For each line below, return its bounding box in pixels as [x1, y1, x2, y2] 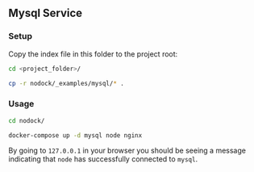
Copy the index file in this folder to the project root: [8, 48, 178, 59]
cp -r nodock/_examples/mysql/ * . [8, 79, 125, 87]
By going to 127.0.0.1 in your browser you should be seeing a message [8, 145, 246, 156]
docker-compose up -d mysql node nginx [8, 131, 143, 140]
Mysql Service [8, 6, 83, 20]
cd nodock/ [8, 116, 45, 124]
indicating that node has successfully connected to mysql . [8, 154, 198, 164]
